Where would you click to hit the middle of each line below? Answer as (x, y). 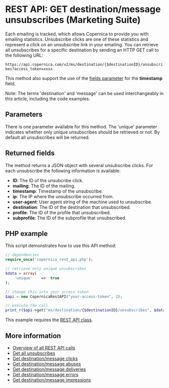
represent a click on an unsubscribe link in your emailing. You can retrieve (82, 44)
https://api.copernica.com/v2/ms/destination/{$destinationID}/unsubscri (84, 64)
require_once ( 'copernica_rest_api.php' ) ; (49, 260)
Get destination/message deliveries (49, 369)
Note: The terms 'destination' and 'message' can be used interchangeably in (84, 93)
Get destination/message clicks (45, 358)
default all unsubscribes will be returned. (48, 137)
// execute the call (27, 305)
